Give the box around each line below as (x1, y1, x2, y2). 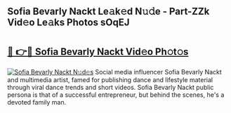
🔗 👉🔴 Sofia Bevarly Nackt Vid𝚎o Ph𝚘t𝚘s (7, 46, 189, 58)
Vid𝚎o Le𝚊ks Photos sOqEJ (7, 17, 130, 29)
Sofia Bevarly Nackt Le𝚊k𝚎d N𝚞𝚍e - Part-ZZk (7, 6, 210, 18)
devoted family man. (7, 98, 67, 106)
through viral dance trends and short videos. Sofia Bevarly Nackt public (7, 84, 214, 91)
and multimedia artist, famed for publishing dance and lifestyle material (7, 76, 213, 84)
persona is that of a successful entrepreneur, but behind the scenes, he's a (7, 91, 225, 99)
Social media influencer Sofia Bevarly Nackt (95, 68, 223, 76)
